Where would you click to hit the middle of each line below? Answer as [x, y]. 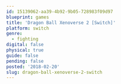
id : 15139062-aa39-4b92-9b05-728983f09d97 [60, 12]
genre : [14, 34]
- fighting [25, 39]
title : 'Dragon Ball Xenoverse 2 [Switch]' [61, 22]
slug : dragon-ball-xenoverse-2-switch [54, 72]
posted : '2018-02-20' [33, 67]
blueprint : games [28, 17]
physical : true [25, 50]
